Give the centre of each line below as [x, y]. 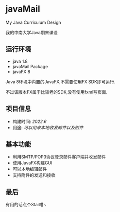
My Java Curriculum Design [33, 22]
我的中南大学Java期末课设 [32, 32]
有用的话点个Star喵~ [26, 205]
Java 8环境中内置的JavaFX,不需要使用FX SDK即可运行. [60, 82]
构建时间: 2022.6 [29, 121]
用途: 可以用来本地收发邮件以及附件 [48, 127]
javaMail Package [30, 66]
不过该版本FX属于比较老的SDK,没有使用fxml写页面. [56, 92]
